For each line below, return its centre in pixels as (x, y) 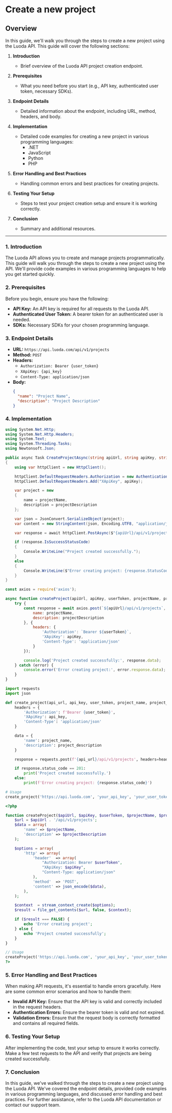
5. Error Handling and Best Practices (51, 975)
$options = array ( (34, 848)
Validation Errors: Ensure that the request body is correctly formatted (86, 1018)
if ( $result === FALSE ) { (42, 919)
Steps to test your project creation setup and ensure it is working (89, 203)
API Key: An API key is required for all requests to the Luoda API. (81, 308)
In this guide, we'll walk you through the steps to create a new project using (85, 40)
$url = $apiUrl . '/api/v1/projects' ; (56, 820)
